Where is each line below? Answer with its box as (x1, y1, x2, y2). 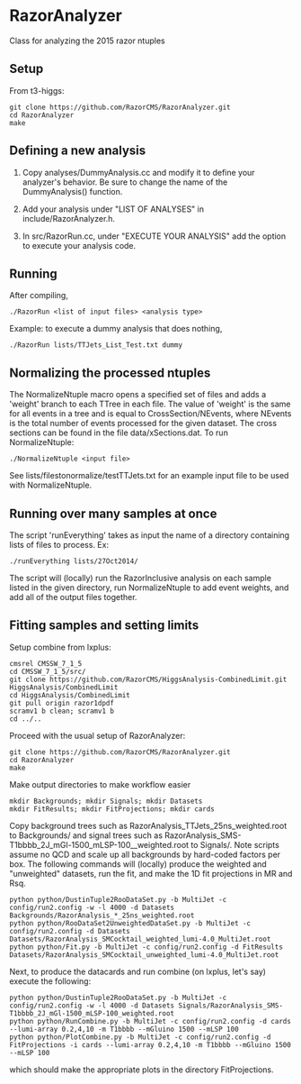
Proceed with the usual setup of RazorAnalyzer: (9, 730, 186, 741)
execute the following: (9, 975, 92, 987)
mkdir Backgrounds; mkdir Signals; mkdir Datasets (9, 797, 203, 806)
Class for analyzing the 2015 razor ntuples (9, 35, 165, 46)
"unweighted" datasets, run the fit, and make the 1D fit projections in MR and (9, 868, 293, 879)
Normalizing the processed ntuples (9, 365, 211, 380)
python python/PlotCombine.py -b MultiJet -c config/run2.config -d (9, 1033, 271, 1042)
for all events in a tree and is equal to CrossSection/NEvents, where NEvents (9, 408, 292, 419)
